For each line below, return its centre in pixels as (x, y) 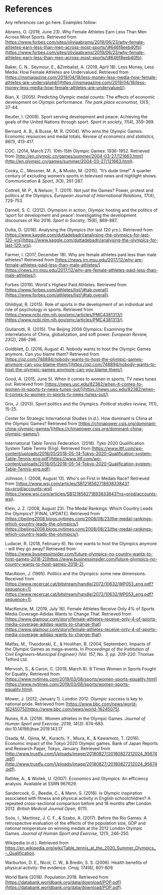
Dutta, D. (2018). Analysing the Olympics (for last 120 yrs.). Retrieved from (79, 229)
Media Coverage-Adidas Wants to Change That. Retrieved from (68, 614)
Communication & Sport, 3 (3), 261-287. (44, 181)
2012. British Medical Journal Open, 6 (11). (47, 808)
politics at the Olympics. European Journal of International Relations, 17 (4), (80, 195)
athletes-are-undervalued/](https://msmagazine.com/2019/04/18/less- (76, 82)
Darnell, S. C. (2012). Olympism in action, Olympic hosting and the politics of (81, 210)
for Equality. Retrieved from (32, 674)
